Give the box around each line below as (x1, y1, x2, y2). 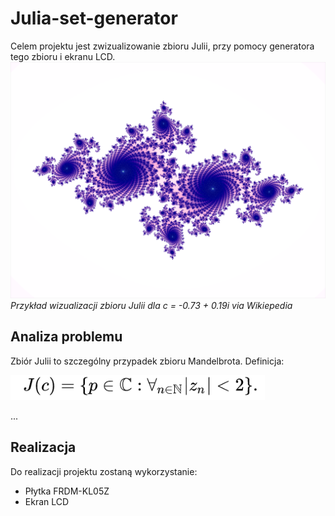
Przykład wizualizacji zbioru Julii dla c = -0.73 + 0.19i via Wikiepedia (10, 299, 293, 311)
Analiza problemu (10, 328, 123, 346)
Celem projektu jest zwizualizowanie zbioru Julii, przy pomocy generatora (10, 40, 315, 52)
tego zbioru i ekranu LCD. (10, 50, 116, 62)
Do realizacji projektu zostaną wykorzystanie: (10, 465, 198, 477)
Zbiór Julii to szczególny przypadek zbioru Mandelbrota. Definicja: (10, 355, 285, 367)
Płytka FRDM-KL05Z (24, 485, 110, 497)
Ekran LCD (24, 495, 70, 507)
